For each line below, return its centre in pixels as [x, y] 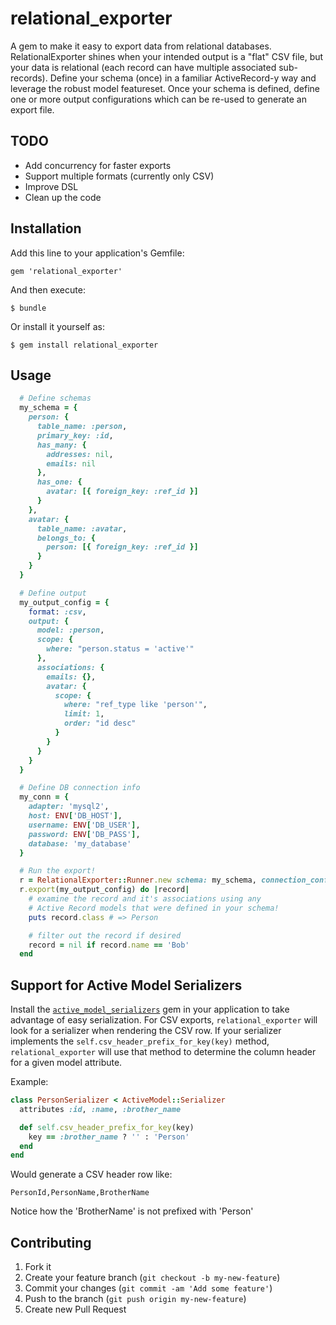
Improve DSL [51, 186]
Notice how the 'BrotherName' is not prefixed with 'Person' [132, 1211]
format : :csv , [57, 612]
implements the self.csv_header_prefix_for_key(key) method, [140, 1041]
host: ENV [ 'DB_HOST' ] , [75, 816]
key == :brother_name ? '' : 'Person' [109, 1137]
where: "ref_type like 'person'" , [135, 705]
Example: [29, 1082]
